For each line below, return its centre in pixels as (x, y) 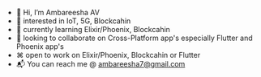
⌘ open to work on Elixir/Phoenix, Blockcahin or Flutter (108, 55)
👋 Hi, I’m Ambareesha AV (58, 12)
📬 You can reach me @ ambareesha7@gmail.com (101, 64)
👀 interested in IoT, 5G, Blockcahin (73, 21)
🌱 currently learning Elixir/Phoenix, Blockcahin (93, 29)
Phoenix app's (40, 47)
